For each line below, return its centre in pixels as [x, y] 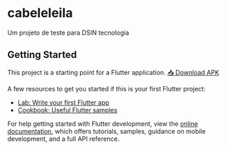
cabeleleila [40, 13]
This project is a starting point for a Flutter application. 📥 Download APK [113, 72]
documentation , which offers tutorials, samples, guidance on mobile [106, 131]
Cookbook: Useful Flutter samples [67, 110]
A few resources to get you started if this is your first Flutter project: [106, 88]
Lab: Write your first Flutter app [63, 102]
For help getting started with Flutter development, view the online [103, 123]
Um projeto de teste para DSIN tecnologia [68, 33]
